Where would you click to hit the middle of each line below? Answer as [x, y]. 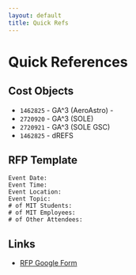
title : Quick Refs [38, 23]
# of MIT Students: [40, 206]
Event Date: [28, 179]
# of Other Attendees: [45, 220]
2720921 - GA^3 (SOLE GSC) [65, 126]
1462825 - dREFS [46, 135]
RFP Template [43, 160]
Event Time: [28, 185]
